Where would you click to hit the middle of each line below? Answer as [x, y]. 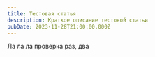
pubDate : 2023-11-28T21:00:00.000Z [59, 26]
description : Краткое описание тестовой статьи [78, 20]
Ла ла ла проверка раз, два [48, 47]
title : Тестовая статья [42, 14]
